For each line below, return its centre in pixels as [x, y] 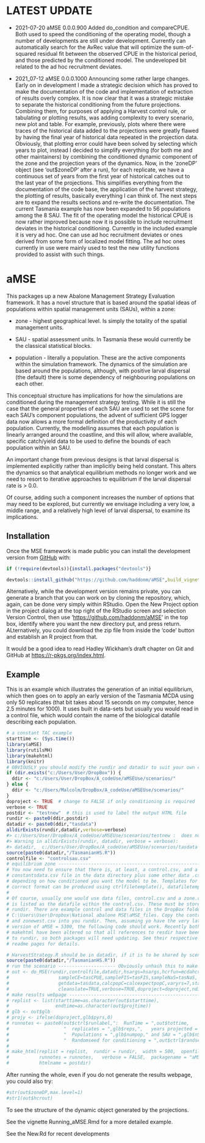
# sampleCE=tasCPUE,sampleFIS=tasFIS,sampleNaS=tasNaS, [102, 978]
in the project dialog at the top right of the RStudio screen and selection [96, 611]
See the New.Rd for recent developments [58, 1133]
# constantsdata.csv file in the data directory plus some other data [98, 876]
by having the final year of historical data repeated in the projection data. [106, 137]
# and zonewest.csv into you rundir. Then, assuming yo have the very [98, 921]
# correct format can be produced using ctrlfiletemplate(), [86, 887]
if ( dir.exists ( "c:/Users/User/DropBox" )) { [64, 773]
